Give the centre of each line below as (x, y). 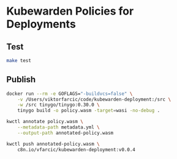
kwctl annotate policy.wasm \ (45, 122)
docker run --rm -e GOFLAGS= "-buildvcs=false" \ (70, 94)
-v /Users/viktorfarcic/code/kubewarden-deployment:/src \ (94, 99)
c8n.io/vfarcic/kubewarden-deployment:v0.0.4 (77, 150)
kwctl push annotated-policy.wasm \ (53, 144)
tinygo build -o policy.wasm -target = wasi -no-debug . (89, 111)
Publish (21, 79)
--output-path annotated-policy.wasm (66, 133)
